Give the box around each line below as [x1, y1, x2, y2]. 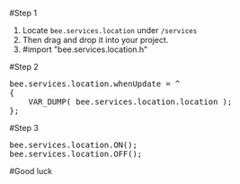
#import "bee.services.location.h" [22, 44, 148, 55]
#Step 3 [9, 123, 39, 133]
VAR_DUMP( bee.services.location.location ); [28, 97, 233, 107]
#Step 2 [9, 62, 39, 72]
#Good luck [9, 166, 52, 176]
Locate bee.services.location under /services [22, 25, 198, 35]
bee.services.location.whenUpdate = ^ [9, 79, 181, 89]
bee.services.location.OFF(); [9, 149, 143, 159]
